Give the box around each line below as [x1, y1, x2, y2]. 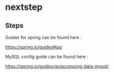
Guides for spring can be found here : [5, 34, 82, 40]
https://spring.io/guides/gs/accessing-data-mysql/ [5, 64, 109, 69]
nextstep [5, 1, 43, 13]
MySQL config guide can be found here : [5, 54, 88, 60]
